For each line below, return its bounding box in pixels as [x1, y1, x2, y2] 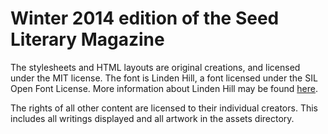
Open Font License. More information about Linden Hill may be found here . [10, 82, 318, 94]
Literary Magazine [10, 28, 165, 51]
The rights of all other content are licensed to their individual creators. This [10, 102, 318, 114]
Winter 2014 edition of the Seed [10, 7, 280, 30]
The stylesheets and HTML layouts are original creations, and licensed [10, 61, 301, 73]
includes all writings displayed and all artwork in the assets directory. [10, 112, 295, 124]
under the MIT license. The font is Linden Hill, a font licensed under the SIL [10, 72, 318, 84]
